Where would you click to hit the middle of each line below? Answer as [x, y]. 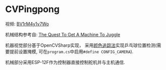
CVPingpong [32, 9]
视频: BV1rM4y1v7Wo [27, 24]
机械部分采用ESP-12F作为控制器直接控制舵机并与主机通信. [65, 62]
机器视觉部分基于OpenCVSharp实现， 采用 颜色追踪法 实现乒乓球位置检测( [81, 45]
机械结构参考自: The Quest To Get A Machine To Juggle [63, 34]
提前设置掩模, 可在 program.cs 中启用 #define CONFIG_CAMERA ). [71, 51]
